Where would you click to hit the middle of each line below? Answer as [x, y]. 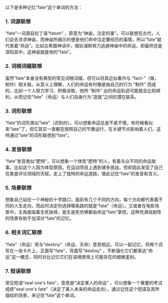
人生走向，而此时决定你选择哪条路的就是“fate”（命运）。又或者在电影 [84, 206]
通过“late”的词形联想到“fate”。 [41, 135]
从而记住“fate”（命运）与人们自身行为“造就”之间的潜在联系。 [76, 97]
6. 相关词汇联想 [24, 233]
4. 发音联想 [18, 149]
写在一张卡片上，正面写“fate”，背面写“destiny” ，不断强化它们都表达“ [77, 251]
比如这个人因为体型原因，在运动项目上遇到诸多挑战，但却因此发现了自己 [88, 167]
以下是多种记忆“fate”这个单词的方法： [44, 7]
